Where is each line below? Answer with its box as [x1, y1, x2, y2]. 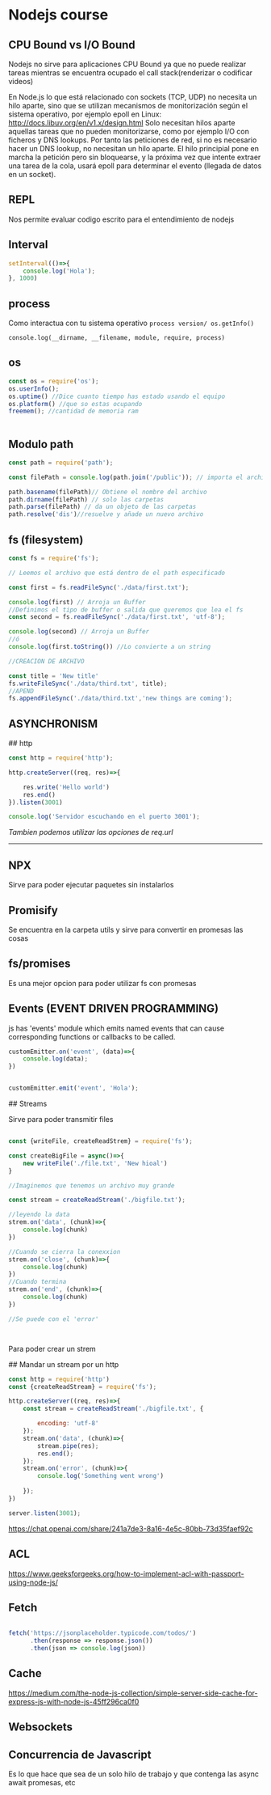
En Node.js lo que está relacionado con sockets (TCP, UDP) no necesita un [8, 92, 257, 102]
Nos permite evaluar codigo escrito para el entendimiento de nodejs [8, 214, 235, 224]
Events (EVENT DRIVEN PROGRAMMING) [8, 1001, 219, 1016]
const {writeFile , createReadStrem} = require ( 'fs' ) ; [8, 1137, 194, 1145]
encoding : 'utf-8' [37, 1420, 99, 1428]
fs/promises [8, 957, 71, 971]
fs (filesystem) [8, 532, 84, 547]
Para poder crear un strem [8, 1344, 97, 1353]
